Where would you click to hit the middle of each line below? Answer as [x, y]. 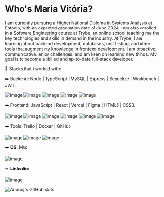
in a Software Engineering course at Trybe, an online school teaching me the [82, 33]
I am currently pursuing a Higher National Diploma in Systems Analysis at [79, 23]
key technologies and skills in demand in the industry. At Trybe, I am [74, 38]
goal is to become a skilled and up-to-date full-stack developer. [69, 59]
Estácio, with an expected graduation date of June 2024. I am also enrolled [81, 28]
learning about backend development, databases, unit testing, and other [78, 43]
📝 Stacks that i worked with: [33, 69]
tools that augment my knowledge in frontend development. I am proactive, [81, 49]
